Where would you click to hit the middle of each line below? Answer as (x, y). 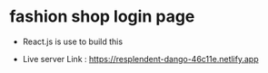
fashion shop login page (102, 17)
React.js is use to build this (73, 41)
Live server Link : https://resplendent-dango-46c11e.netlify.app (140, 59)
